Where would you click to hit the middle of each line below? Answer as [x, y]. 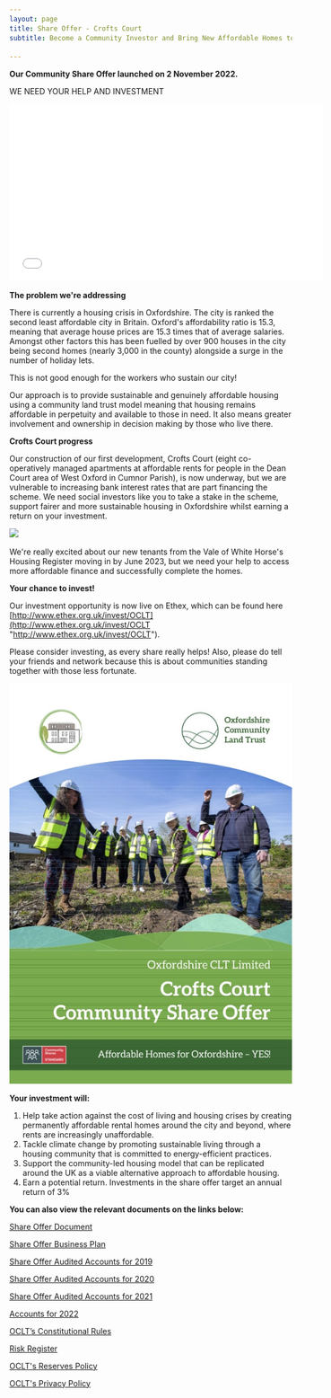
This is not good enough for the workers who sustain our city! [123, 378]
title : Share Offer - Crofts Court [76, 28]
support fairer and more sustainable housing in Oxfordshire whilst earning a [149, 507]
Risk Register [34, 1349]
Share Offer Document [51, 1226]
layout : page [34, 19]
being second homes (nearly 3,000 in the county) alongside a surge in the [146, 351]
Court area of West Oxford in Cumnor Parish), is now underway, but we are [148, 478]
